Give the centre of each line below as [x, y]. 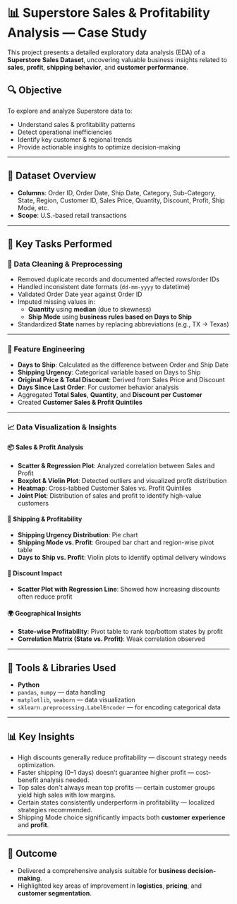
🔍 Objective [35, 91]
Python [29, 685]
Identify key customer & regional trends [75, 139]
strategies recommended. [55, 810]
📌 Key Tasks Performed [60, 244]
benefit [28, 780]
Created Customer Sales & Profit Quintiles [80, 402]
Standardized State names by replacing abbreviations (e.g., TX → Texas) [123, 324]
